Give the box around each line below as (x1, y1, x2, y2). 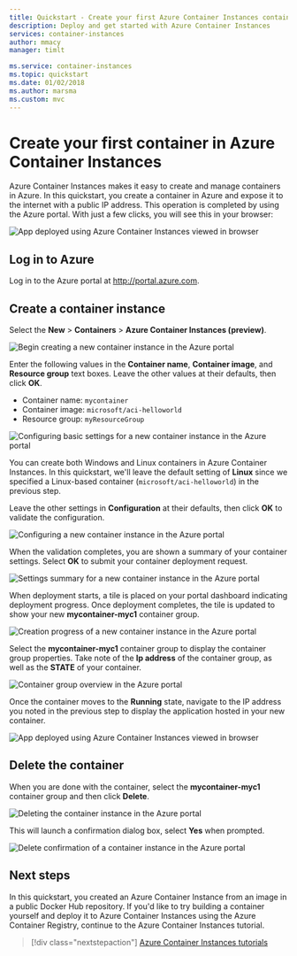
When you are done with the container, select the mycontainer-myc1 (9, 781, 261, 792)
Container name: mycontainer (21, 395, 129, 405)
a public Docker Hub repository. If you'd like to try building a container (9, 900, 265, 912)
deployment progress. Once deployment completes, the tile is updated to (9, 599, 276, 611)
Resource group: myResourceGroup (21, 413, 145, 425)
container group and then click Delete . (9, 790, 150, 801)
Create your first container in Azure (9, 133, 276, 153)
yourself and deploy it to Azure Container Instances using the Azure (9, 910, 256, 921)
